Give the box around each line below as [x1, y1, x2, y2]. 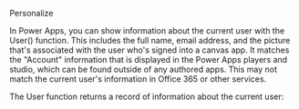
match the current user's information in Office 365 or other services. [9, 74, 267, 84]
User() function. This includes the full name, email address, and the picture [9, 35, 291, 45]
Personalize [9, 8, 54, 18]
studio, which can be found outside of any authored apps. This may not [9, 64, 278, 74]
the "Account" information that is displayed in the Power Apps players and [9, 54, 288, 64]
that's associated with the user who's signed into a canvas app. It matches [9, 45, 290, 55]
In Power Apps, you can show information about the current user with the [9, 25, 285, 35]
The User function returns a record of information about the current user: [9, 91, 284, 102]
